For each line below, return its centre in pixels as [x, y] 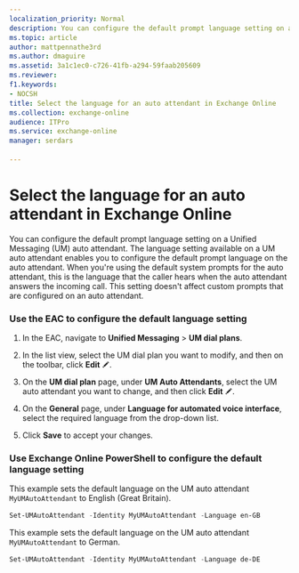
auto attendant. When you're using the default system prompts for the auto [146, 267]
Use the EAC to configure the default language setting [128, 319]
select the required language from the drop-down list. [121, 418]
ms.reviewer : [33, 76]
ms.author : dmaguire [48, 56]
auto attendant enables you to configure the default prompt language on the [149, 257]
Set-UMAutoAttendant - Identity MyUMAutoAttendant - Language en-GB [135, 516]
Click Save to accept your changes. [87, 435]
